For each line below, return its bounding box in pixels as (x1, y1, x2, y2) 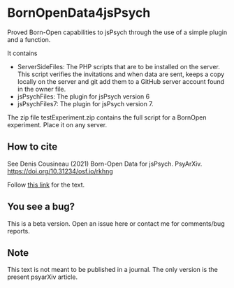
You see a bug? (7, 201, 75, 213)
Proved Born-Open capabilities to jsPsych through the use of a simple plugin (7, 28, 228, 36)
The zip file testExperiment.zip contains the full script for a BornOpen (7, 113, 207, 122)
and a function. (7, 35, 51, 43)
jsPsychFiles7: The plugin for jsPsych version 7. (17, 99, 154, 108)
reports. (7, 226, 30, 235)
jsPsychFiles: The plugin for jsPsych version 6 (17, 92, 150, 101)
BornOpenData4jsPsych (7, 5, 151, 21)
